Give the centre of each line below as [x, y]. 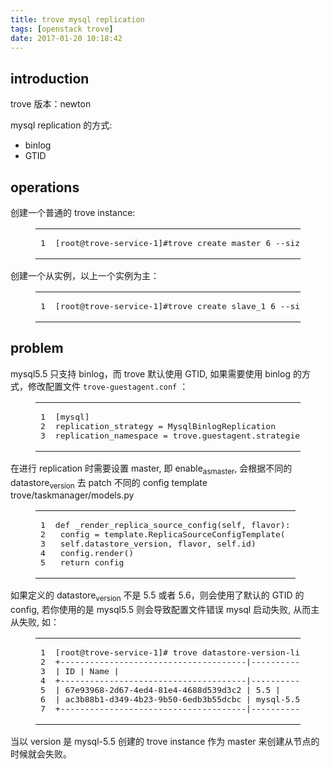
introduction [50, 78]
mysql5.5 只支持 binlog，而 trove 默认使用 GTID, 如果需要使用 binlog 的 [156, 373]
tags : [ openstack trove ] [62, 29]
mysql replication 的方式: [61, 125]
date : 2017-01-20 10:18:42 [66, 38]
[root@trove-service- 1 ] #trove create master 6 [163, 243]
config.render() [97, 553]
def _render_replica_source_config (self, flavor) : [172, 525]
